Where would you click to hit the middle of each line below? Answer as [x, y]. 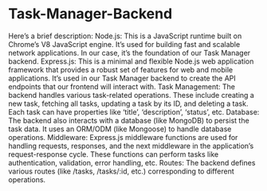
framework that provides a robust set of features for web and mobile [121, 69]
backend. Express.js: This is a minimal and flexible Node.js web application [131, 61]
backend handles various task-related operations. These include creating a [132, 95]
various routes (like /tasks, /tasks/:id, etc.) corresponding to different [121, 171]
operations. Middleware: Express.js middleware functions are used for [123, 137]
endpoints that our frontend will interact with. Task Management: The [122, 86]
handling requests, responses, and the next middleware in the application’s [131, 146]
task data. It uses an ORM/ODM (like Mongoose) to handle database [120, 129]
